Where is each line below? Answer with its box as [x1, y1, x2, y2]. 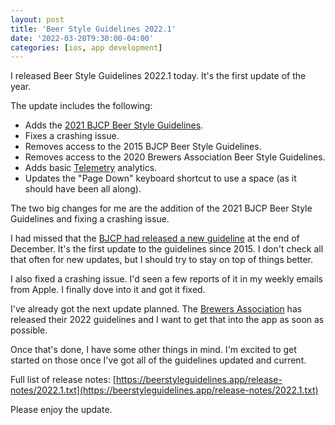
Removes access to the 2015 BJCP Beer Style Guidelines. [24, 141, 262, 153]
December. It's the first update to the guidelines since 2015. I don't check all [10, 243, 324, 255]
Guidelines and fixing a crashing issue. [10, 213, 170, 225]
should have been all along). [24, 183, 142, 195]
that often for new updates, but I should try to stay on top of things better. [10, 254, 314, 266]
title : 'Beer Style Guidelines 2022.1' [10, 24, 177, 34]
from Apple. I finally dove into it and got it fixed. [10, 284, 206, 296]
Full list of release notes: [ [10, 374, 117, 386]
